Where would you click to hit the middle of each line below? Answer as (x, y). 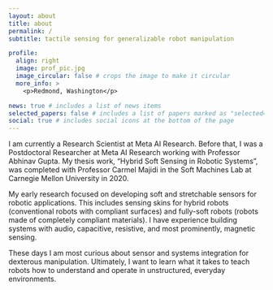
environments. (32, 279)
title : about (30, 24)
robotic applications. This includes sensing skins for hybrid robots (119, 203)
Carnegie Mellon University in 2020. (69, 179)
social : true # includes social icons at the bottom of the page (121, 121)
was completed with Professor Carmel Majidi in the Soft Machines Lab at (130, 170)
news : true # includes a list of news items (85, 106)
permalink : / (30, 31)
